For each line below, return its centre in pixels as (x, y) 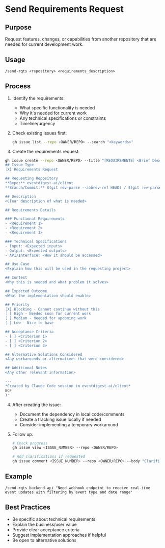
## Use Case (17, 264)
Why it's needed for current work (53, 113)
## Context (16, 278)
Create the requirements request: (46, 151)
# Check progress (30, 443)
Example (19, 477)
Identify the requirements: (38, 98)
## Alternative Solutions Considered (44, 354)
